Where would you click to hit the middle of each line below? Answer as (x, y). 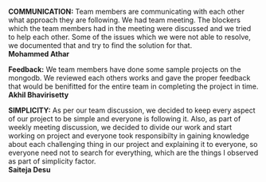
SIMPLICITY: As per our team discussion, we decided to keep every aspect (132, 110)
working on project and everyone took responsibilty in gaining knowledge (129, 136)
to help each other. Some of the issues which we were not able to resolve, (129, 37)
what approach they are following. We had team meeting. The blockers (125, 20)
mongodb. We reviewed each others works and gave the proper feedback (129, 78)
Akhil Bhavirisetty (39, 95)
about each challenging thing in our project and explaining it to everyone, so (133, 144)
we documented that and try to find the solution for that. (100, 45)
